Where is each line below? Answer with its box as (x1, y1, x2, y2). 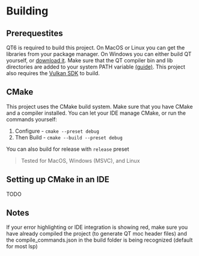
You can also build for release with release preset (6, 145, 129, 153)
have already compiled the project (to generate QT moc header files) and (6, 230, 188, 237)
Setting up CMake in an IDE (6, 174, 109, 184)
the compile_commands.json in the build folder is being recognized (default (6, 236, 193, 244)
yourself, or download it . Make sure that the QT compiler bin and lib (6, 57, 173, 64)
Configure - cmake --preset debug (14, 127, 99, 135)
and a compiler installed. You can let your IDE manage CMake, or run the (6, 109, 186, 117)
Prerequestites (6, 28, 63, 38)
